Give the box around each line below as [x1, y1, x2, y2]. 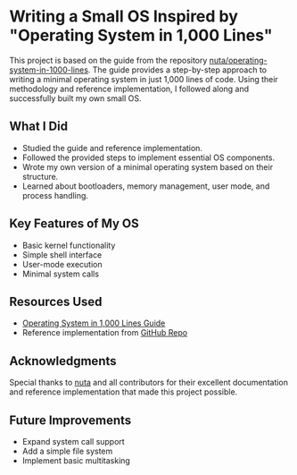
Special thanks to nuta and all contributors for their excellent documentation [9, 377, 288, 388]
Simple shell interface [21, 249, 103, 260]
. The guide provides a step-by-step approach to [87, 64, 268, 75]
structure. [21, 171, 59, 182]
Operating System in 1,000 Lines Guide [21, 318, 166, 328]
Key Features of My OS [9, 216, 140, 232]
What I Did [9, 119, 69, 134]
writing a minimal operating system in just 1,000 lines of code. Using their [9, 73, 278, 84]
